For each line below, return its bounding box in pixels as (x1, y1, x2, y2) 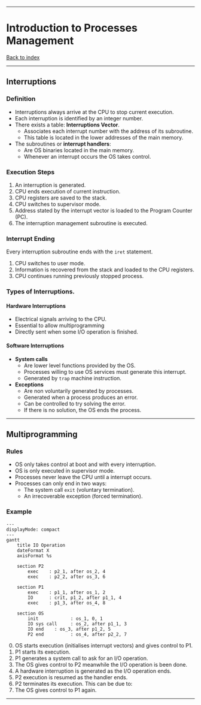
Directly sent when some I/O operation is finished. (14, 328, 139, 335)
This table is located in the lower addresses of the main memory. (23, 134, 184, 141)
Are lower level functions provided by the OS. (23, 362, 136, 369)
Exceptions (14, 381, 44, 388)
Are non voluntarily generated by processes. (23, 387, 133, 394)
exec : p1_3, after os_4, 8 (28, 600, 106, 606)
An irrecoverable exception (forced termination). (23, 492, 143, 500)
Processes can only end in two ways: (14, 480, 107, 487)
